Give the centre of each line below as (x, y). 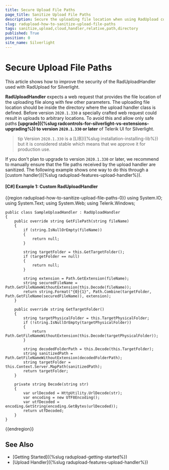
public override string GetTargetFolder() (59, 309)
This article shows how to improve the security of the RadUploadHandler (80, 82)
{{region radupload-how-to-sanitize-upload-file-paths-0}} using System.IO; (84, 197)
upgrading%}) (21, 128)
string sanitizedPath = (48, 353)
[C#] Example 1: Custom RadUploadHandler (52, 186)
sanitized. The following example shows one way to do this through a (77, 170)
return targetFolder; (46, 371)
